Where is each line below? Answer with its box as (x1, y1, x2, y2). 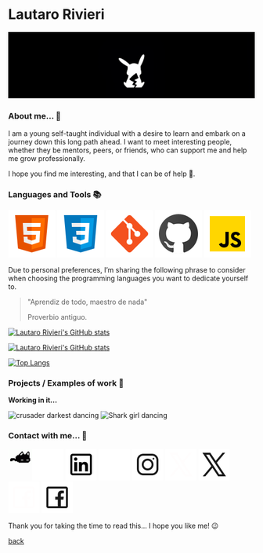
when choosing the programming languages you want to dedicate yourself (8, 273, 249, 283)
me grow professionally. (8, 153, 86, 163)
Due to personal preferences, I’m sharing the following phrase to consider (8, 266, 247, 274)
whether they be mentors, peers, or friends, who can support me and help (8, 145, 247, 155)
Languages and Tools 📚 (8, 189, 102, 200)
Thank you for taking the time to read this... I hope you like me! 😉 (8, 521, 219, 530)
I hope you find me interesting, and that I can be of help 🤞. (8, 169, 196, 178)
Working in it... (8, 395, 57, 405)
